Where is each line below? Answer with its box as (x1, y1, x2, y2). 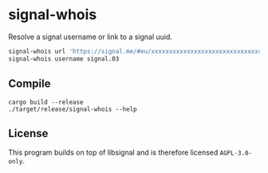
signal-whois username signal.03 (8, 54, 120, 63)
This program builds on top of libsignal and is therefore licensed (8, 147, 219, 157)
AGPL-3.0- (219, 149, 253, 157)
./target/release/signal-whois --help (8, 105, 137, 113)
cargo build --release (8, 98, 84, 106)
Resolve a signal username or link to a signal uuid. (8, 32, 173, 41)
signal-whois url (8, 47, 66, 55)
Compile (8, 77, 51, 91)
